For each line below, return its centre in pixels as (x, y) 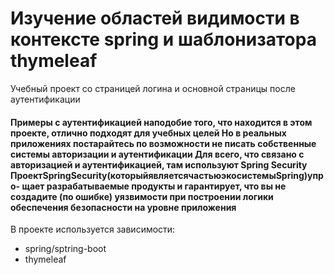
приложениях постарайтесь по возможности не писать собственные (163, 143)
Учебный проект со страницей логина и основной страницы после (153, 88)
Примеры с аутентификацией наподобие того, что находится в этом (161, 122)
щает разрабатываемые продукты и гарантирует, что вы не (154, 186)
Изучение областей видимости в (155, 18)
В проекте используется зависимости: (93, 229)
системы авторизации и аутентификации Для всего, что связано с (157, 154)
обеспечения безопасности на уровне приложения (123, 207)
